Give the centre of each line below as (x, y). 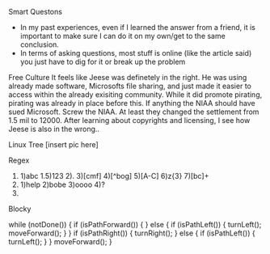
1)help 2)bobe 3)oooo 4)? (62, 184)
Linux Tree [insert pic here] (53, 144)
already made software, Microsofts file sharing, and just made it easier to (130, 86)
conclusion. (39, 44)
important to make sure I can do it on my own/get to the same (123, 36)
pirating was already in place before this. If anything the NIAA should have (132, 103)
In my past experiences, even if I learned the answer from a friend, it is (138, 27)
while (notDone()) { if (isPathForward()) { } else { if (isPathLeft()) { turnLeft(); (135, 224)
